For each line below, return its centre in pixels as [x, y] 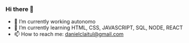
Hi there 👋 [20, 9]
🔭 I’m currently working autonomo [55, 22]
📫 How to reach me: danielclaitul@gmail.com [69, 34]
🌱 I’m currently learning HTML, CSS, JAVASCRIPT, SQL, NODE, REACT [98, 28]
